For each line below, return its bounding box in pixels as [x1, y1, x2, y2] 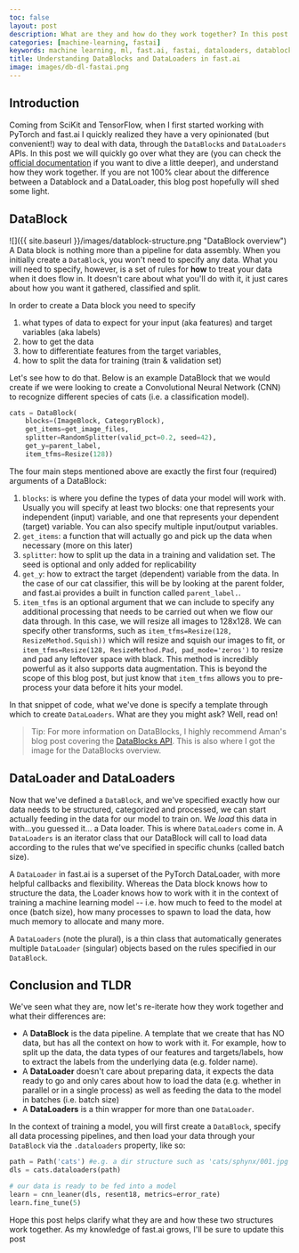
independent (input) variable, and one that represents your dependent [21, 512, 279, 522]
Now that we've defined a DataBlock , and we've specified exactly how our [9, 794, 280, 805]
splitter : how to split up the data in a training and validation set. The [21, 549, 276, 560]
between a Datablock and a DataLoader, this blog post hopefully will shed [9, 176, 279, 187]
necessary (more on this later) [21, 540, 133, 551]
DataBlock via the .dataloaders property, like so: [9, 1140, 186, 1151]
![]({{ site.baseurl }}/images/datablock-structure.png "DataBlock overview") [9, 235, 287, 246]
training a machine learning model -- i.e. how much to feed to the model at [9, 897, 282, 907]
